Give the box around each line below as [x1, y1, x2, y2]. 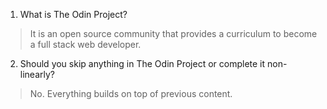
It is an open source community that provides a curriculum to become [29, 28, 318, 39]
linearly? [19, 69, 55, 80]
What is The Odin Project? [19, 9, 128, 20]
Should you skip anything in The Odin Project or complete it [19, 58, 266, 69]
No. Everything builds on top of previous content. [29, 88, 233, 99]
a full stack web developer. [29, 39, 142, 50]
